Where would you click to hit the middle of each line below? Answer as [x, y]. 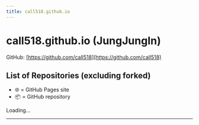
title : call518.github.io [38, 11]
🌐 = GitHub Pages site [42, 90]
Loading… [18, 110]
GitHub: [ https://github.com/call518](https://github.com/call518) [84, 57]
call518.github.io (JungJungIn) [84, 40]
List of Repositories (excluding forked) [78, 75]
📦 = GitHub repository [43, 97]
